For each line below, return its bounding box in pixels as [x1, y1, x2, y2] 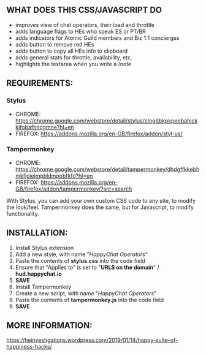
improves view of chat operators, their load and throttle [15, 21, 155, 28]
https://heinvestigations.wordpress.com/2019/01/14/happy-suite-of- [6, 336, 178, 344]
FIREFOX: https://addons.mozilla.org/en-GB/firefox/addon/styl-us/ [15, 130, 183, 137]
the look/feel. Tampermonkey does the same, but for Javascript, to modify [6, 203, 194, 211]
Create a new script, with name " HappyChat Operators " [15, 289, 157, 297]
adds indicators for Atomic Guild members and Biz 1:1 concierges [15, 34, 180, 42]
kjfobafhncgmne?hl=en [15, 123, 75, 131]
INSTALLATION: [6, 228, 69, 238]
